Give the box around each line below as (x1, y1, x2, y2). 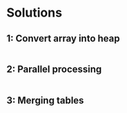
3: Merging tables (6, 95, 84, 107)
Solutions (6, 5, 63, 21)
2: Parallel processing (6, 64, 102, 76)
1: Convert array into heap (6, 33, 120, 44)
